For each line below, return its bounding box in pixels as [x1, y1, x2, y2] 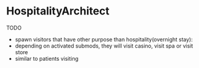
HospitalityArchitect [6, 4, 110, 18]
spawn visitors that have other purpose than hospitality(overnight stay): [14, 36, 193, 43]
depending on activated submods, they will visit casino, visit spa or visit [14, 42, 194, 49]
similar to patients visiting [14, 55, 79, 62]
